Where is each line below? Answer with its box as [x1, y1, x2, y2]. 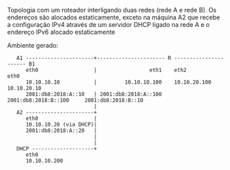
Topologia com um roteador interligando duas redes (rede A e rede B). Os [7, 6, 217, 14]
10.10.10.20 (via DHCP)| [25, 121, 97, 128]
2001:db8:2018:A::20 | [25, 127, 97, 134]
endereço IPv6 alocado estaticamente [7, 28, 115, 36]
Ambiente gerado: [7, 41, 59, 49]
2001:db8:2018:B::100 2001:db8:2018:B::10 [7, 97, 144, 104]
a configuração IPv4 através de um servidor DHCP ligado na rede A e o [7, 21, 210, 28]
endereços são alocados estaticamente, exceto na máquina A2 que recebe [7, 13, 220, 21]
